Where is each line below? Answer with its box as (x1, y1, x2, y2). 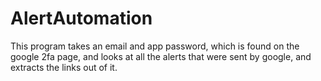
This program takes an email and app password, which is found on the (10, 40, 300, 52)
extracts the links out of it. (10, 61, 118, 73)
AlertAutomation (10, 7, 153, 30)
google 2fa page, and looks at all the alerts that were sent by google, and (10, 50, 312, 62)
